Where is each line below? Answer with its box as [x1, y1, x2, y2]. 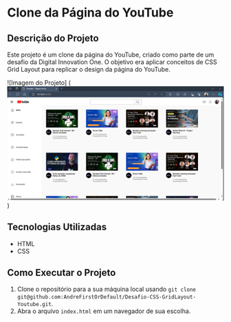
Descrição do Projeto [7, 32, 99, 44]
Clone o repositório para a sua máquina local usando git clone [16, 285, 197, 294]
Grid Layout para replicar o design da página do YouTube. [7, 66, 170, 73]
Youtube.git [16, 301, 52, 308]
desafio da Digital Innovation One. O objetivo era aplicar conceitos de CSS [7, 58, 218, 66]
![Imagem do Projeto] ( [7, 79, 71, 87]
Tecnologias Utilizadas [7, 221, 107, 233]
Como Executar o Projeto [7, 267, 116, 279]
